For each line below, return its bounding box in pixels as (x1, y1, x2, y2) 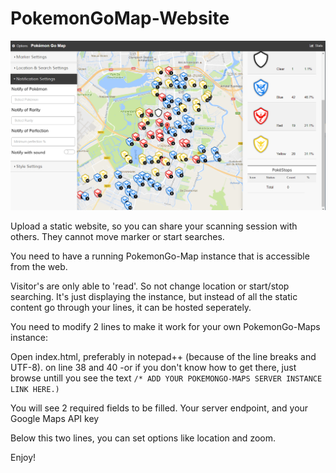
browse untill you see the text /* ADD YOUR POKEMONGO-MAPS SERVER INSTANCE (10, 372, 323, 384)
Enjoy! (10, 452, 37, 464)
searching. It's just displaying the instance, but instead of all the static (10, 291, 298, 303)
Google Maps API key (10, 413, 100, 425)
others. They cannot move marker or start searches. (10, 231, 225, 243)
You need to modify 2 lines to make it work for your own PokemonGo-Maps (10, 321, 321, 333)
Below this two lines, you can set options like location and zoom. (10, 432, 276, 444)
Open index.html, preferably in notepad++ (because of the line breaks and (10, 351, 317, 363)
